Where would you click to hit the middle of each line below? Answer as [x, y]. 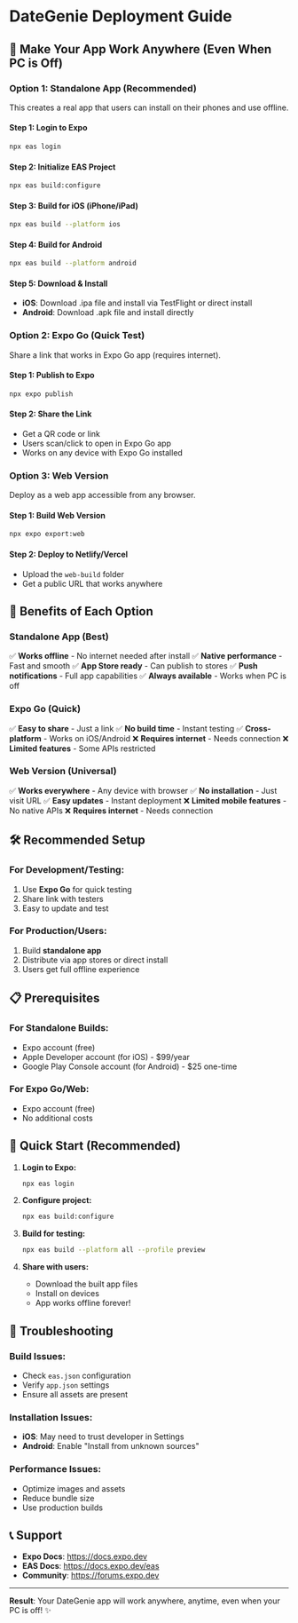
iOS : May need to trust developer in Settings [103, 1437]
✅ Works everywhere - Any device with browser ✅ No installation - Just [143, 790]
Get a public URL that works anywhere [92, 583]
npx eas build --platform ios [65, 225]
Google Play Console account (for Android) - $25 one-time [129, 1066]
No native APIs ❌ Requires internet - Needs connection [111, 811]
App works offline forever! [83, 1303]
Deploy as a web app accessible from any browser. [102, 495]
